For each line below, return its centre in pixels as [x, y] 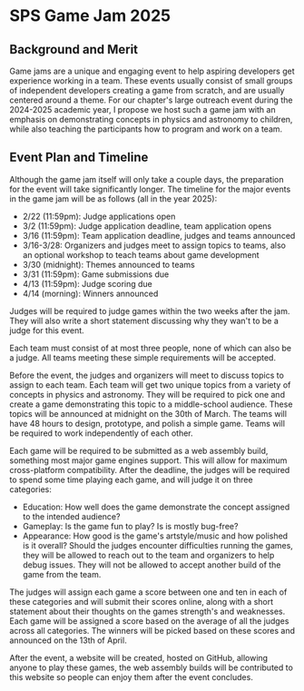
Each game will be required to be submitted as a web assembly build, [139, 450]
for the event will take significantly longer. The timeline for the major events [150, 189]
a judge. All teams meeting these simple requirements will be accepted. [143, 357]
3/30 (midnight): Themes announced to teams [108, 264]
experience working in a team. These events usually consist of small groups [151, 81]
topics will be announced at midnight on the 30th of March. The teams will [148, 413]
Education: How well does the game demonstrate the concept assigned [156, 507]
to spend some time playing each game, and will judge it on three [131, 479]
